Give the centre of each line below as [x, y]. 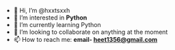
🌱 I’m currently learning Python [57, 25]
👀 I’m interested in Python [50, 18]
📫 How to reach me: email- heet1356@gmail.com [85, 40]
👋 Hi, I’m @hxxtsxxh [42, 10]
